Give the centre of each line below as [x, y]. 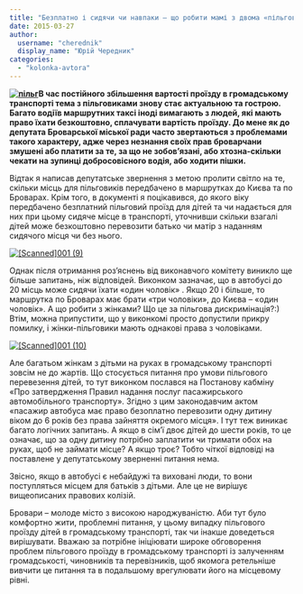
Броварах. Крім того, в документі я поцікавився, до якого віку [129, 197]
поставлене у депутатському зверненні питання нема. [115, 458]
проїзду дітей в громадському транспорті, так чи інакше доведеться [142, 532]
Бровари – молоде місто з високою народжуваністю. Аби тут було [138, 512]
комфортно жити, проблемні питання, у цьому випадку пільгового [138, 522]
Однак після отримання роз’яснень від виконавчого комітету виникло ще [151, 270]
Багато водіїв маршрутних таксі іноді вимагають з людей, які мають [146, 113]
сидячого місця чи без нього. [66, 235]
